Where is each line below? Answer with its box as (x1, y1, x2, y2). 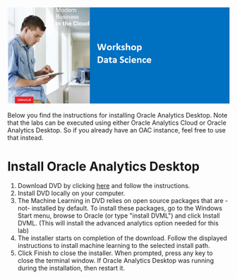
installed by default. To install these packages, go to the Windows (31, 204, 223, 213)
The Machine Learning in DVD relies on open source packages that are (17, 197, 224, 205)
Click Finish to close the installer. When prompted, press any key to (17, 249, 213, 257)
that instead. (7, 134, 44, 142)
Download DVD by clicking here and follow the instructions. (17, 182, 190, 190)
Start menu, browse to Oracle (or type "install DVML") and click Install (17, 211, 220, 220)
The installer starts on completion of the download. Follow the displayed (17, 234, 227, 242)
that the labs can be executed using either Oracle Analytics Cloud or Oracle (7, 118, 227, 127)
